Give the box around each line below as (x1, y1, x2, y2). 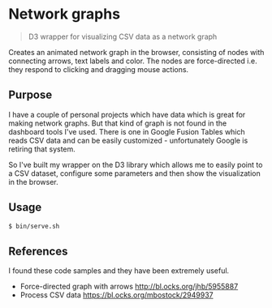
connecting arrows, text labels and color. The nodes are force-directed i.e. (8, 56, 257, 66)
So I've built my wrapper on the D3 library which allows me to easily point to (8, 160, 263, 169)
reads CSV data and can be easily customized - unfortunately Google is (8, 135, 248, 145)
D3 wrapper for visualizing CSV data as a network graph (28, 32, 218, 41)
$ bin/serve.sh (8, 222, 60, 230)
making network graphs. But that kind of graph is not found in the (8, 118, 227, 128)
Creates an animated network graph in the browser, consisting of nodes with (8, 47, 265, 57)
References (8, 244, 68, 258)
